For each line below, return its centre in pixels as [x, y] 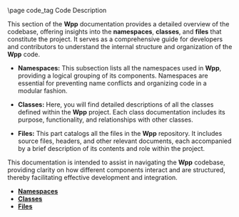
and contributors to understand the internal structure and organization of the [120, 47]
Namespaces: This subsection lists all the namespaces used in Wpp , [119, 68]
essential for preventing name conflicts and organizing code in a [112, 83]
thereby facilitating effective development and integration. [93, 178]
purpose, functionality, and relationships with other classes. [106, 120]
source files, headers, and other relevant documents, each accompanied [124, 141]
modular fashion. [42, 91]
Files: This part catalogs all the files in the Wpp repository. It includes [120, 133]
